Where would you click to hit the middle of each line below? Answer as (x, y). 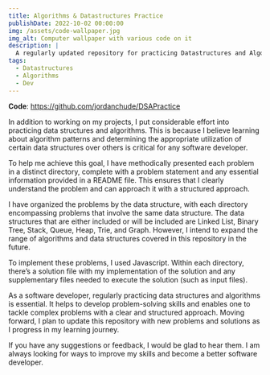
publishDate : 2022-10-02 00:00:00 (66, 23)
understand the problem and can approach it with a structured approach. (129, 188)
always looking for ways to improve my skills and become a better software (133, 353)
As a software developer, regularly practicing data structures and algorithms (135, 295)
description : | (34, 46)
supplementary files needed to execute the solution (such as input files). (128, 279)
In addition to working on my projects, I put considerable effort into (119, 122)
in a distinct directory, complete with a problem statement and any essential (134, 171)
